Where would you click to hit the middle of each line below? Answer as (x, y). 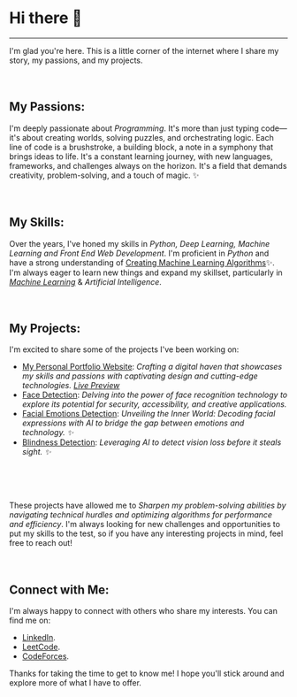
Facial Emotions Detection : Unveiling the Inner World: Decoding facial (148, 414)
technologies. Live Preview (71, 386)
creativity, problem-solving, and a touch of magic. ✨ (104, 175)
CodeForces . (45, 656)
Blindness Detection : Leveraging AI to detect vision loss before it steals (152, 442)
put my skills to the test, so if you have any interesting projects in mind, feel (146, 533)
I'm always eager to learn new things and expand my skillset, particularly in (146, 272)
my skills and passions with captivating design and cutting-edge (140, 376)
